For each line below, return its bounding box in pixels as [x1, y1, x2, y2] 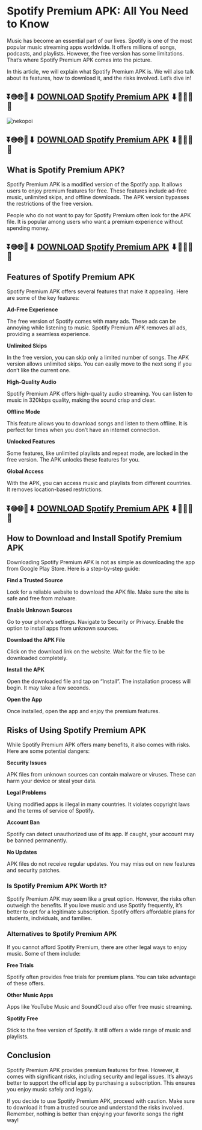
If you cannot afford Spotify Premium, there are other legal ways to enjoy [7, 943, 187, 951]
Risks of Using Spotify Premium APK [7, 725, 147, 735]
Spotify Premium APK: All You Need [7, 4, 189, 18]
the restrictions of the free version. [7, 200, 93, 207]
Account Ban [7, 819, 40, 826]
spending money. [7, 224, 50, 232]
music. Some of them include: [7, 950, 81, 957]
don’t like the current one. [7, 367, 71, 374]
